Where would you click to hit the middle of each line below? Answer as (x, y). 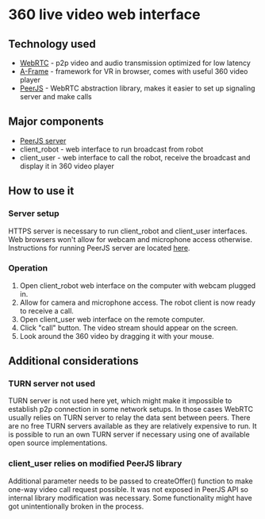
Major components (56, 122)
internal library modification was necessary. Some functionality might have (130, 498)
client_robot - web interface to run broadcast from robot (111, 149)
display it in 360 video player (67, 166)
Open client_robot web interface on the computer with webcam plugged (138, 285)
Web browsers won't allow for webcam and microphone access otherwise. (130, 239)
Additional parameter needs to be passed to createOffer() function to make (131, 481)
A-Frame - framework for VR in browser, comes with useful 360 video (134, 71)
